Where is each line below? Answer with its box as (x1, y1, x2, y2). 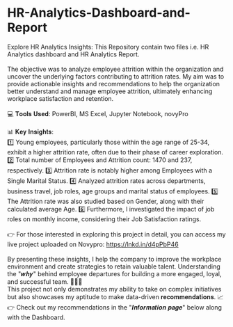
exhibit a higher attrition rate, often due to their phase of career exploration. (7, 147, 224, 156)
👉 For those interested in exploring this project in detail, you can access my (7, 230, 226, 238)
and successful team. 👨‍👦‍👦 (7, 277, 83, 286)
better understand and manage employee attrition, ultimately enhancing (7, 87, 213, 95)
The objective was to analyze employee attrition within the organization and (7, 65, 224, 73)
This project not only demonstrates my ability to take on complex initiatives (7, 285, 222, 293)
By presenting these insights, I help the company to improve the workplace (7, 255, 222, 263)
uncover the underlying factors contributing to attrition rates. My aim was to (7, 72, 225, 81)
